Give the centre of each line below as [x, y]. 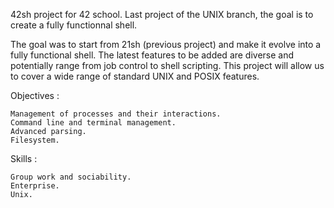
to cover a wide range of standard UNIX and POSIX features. [135, 76]
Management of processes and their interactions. [116, 114]
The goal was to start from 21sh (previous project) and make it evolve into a [166, 44]
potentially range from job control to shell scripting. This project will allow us [167, 65]
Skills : [24, 158]
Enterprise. [35, 186]
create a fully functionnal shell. [74, 25]
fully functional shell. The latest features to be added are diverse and [152, 55]
